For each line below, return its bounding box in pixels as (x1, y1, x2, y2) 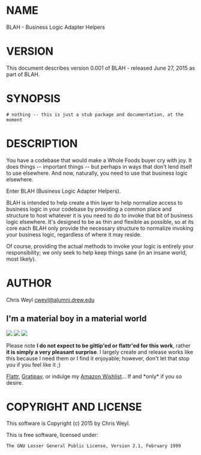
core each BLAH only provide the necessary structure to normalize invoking (6, 224, 194, 232)
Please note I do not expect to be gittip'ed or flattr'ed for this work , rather (6, 342, 191, 349)
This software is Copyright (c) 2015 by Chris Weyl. (6, 420, 130, 427)
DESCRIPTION (6, 137, 78, 150)
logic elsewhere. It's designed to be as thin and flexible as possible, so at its (6, 218, 194, 225)
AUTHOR (6, 276, 52, 290)
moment (6, 116, 23, 123)
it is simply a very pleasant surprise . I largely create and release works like (6, 348, 193, 355)
